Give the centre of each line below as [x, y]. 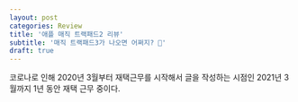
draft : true [32, 51]
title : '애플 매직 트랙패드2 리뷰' [67, 34]
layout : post [34, 17]
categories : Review [46, 26]
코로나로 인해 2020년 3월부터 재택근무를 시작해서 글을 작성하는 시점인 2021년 [145, 78]
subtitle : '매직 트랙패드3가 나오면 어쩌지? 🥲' [88, 42]
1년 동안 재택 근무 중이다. [77, 89]
